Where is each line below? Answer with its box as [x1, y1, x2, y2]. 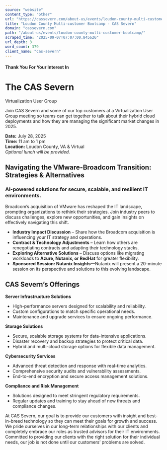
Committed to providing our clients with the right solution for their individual [5, 434, 160, 440]
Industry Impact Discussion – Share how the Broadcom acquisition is [12, 229, 156, 235]
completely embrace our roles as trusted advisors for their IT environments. [5, 428, 160, 435]
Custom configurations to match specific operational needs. [12, 308, 136, 314]
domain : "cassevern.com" [5, 26, 57, 31]
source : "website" [5, 7, 43, 12]
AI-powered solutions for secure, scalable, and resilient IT [5, 186, 148, 193]
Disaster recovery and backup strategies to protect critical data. [12, 338, 143, 344]
